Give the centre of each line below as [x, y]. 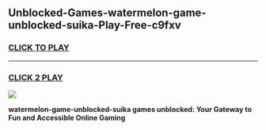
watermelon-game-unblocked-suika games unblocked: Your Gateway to [130, 109]
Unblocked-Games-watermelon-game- [107, 13]
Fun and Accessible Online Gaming [67, 117]
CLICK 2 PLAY [36, 77]
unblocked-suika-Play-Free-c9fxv [95, 26]
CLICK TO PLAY [39, 48]
